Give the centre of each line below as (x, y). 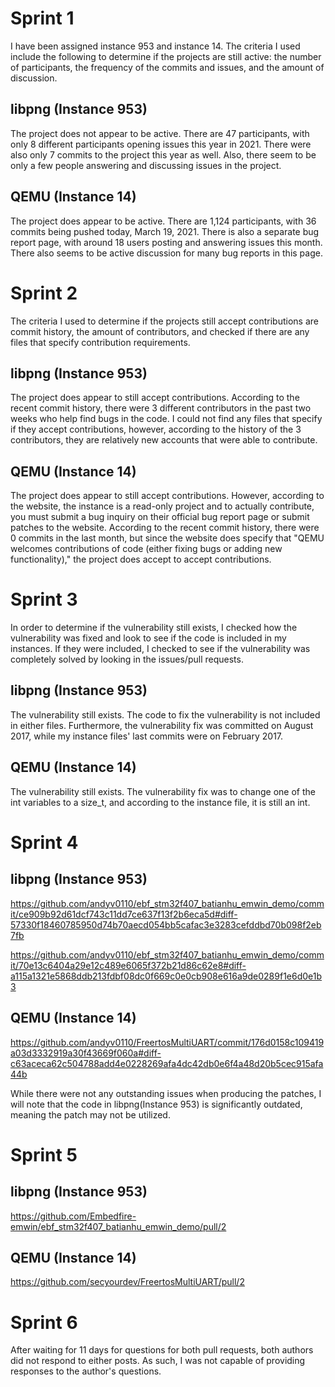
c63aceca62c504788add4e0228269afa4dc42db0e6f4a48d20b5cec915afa (167, 1063)
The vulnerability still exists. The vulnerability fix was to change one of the (163, 791)
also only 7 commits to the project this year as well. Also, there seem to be (163, 154)
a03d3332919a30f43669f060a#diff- (86, 1053)
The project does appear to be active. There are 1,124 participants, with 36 (163, 221)
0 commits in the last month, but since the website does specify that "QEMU (167, 538)
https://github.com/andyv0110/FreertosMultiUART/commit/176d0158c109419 (167, 1042)
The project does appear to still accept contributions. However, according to (167, 496)
